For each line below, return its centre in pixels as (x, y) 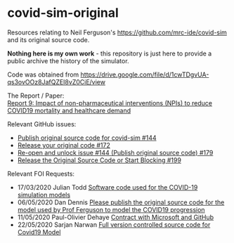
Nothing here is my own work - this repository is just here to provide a (110, 53)
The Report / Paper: (36, 96)
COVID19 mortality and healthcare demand (69, 110)
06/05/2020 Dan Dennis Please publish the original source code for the (121, 202)
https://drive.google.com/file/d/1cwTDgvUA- (145, 74)
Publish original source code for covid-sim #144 (87, 138)
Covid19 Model (39, 232)
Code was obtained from (43, 74)
